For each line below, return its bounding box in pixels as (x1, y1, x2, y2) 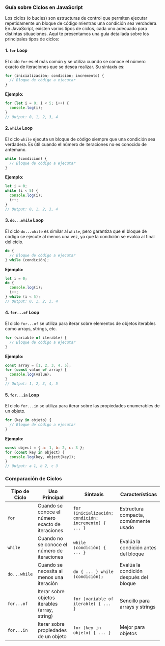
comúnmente (119, 518, 151, 525)
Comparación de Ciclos (5, 475, 62, 482)
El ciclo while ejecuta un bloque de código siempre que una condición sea (5, 136, 156, 142)
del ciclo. (5, 239, 24, 245)
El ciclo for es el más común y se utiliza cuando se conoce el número (5, 58, 146, 64)
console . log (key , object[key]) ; (9, 454, 76, 460)
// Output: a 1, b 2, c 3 (5, 464, 58, 468)
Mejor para (119, 624, 145, 631)
